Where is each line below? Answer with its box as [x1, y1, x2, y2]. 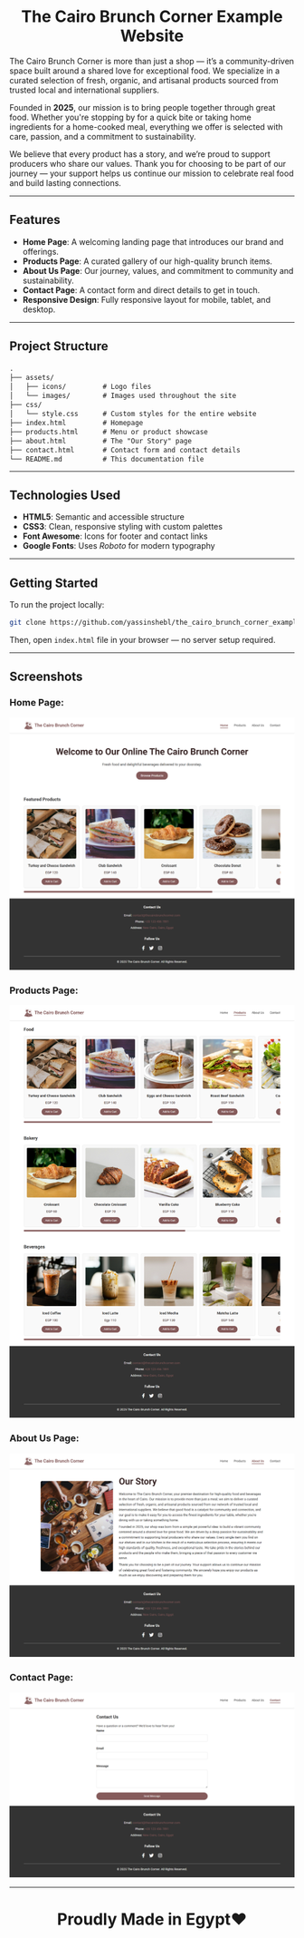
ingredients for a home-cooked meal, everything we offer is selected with [9, 121, 283, 132]
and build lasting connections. [9, 177, 122, 188]
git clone [9, 618, 47, 628]
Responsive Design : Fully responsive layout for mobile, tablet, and [22, 294, 271, 305]
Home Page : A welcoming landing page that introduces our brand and [22, 236, 284, 247]
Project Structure [9, 338, 109, 355]
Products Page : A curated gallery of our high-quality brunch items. [22, 256, 273, 267]
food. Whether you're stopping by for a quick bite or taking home [9, 112, 252, 122]
